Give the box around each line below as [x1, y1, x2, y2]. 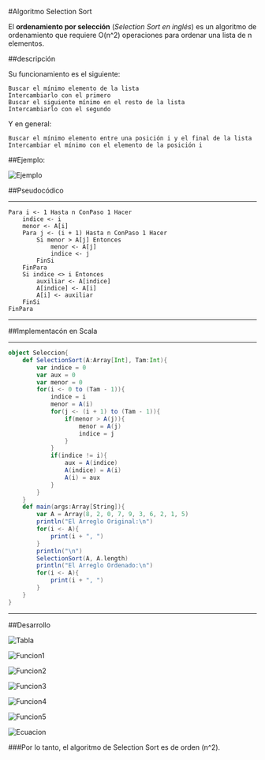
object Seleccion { [8, 349, 69, 357]
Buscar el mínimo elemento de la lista [8, 84, 140, 92]
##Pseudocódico [8, 185, 65, 195]
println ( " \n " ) [36, 547, 83, 555]
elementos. [8, 39, 45, 48]
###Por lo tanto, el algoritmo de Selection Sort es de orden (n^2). [8, 742, 221, 752]
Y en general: [8, 119, 52, 129]
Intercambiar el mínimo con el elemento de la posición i [8, 141, 203, 149]
